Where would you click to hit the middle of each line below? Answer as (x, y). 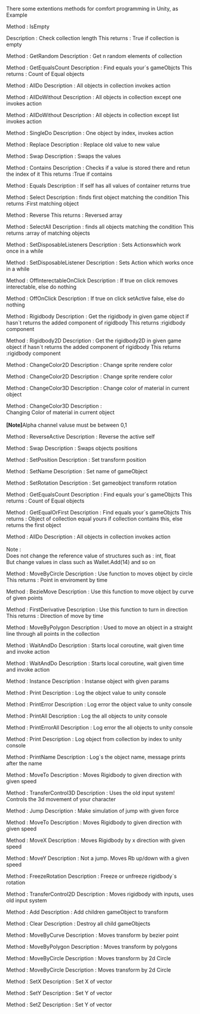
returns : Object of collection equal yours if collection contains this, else (95, 519)
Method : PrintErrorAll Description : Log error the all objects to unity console (99, 727)
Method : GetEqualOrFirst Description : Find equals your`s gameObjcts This (99, 512)
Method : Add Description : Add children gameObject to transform (87, 912)
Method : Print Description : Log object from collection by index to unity (94, 739)
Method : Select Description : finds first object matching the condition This (98, 197)
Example (17, 15)
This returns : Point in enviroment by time (57, 580)
